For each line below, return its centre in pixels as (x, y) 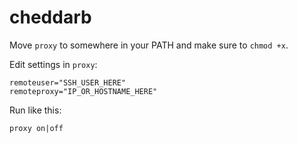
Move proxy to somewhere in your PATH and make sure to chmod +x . (149, 45)
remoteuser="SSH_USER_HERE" (68, 82)
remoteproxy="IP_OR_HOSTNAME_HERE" (83, 91)
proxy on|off (36, 128)
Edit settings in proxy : (53, 64)
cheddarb (50, 17)
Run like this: (35, 110)
